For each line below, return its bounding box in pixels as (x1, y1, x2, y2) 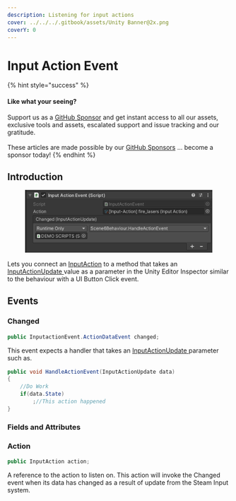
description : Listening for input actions (7, 11, 134, 18)
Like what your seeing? (7, 97, 77, 105)
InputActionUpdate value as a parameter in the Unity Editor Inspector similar (7, 267, 229, 276)
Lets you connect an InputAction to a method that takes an (7, 259, 178, 268)
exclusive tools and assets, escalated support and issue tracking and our (7, 120, 220, 129)
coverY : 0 (7, 26, 37, 33)
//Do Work (20, 383, 49, 390)
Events (7, 295, 39, 307)
